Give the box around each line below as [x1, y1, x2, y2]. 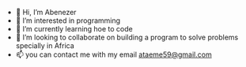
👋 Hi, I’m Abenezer [15, 8, 77, 17]
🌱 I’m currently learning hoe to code [15, 24, 133, 33]
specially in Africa [15, 41, 75, 50]
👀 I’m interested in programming [15, 16, 121, 25]
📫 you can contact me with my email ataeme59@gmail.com [15, 50, 212, 59]
